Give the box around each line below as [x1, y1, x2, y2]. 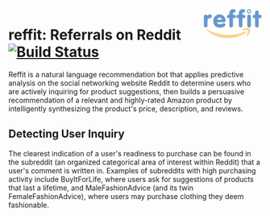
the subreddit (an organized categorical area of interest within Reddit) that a [8, 157, 260, 167]
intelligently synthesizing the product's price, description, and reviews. [8, 103, 243, 114]
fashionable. [8, 200, 50, 210]
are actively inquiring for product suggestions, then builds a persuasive [8, 86, 245, 96]
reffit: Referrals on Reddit [8, 26, 181, 44]
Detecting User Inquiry [8, 127, 125, 141]
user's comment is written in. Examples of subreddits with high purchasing [8, 165, 256, 175]
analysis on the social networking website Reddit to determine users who [8, 78, 251, 88]
